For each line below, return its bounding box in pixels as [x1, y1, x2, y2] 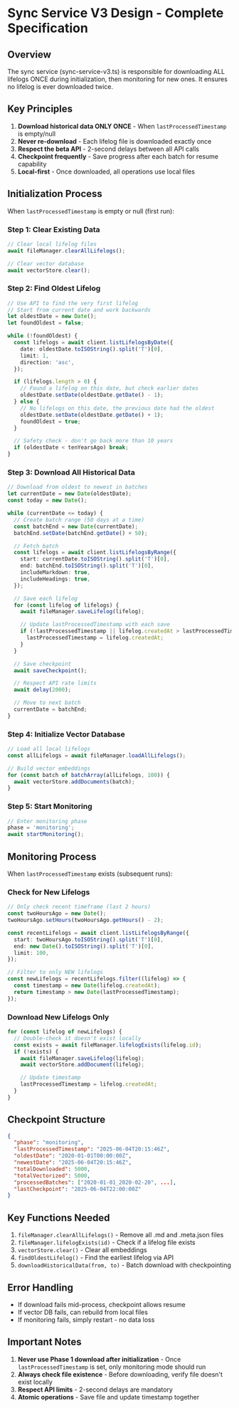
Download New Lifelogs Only [7, 1012, 110, 1022]
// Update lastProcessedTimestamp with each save [20, 621, 171, 628]
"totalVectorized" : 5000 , [14, 1172, 91, 1179]
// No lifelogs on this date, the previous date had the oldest [20, 404, 215, 412]
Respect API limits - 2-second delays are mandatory [17, 1385, 173, 1394]
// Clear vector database [7, 260, 84, 268]
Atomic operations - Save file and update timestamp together [17, 1392, 200, 1401]
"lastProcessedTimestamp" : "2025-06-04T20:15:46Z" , [14, 1145, 171, 1153]
